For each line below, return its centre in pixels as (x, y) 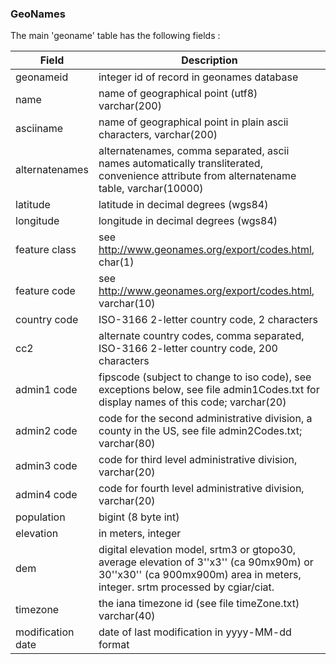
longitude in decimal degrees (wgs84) (188, 221)
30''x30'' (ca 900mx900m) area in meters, (200, 575)
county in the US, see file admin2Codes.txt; (200, 431)
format (114, 645)
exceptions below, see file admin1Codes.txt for (209, 390)
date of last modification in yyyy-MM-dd (195, 632)
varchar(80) (127, 444)
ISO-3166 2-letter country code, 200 (188, 349)
